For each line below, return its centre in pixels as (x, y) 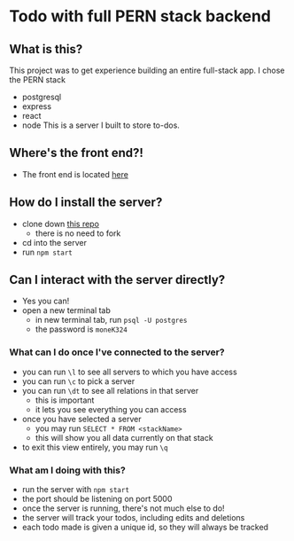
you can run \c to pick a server (78, 381)
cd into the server (54, 242)
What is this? (46, 49)
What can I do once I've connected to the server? (117, 352)
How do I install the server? (86, 203)
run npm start (47, 252)
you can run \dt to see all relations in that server (110, 390)
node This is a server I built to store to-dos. (101, 125)
